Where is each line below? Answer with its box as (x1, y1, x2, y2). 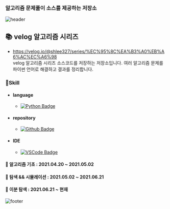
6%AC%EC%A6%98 (12, 54, 57, 60)
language (12, 92, 34, 98)
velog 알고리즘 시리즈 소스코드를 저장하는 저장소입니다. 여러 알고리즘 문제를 (12, 60, 163, 66)
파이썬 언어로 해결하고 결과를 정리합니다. (12, 66, 93, 72)
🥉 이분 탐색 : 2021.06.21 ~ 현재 (5, 187, 68, 193)
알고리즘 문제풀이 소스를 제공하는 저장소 (5, 4, 97, 11)
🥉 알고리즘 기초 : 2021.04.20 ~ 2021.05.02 (5, 161, 94, 167)
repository (12, 114, 36, 121)
